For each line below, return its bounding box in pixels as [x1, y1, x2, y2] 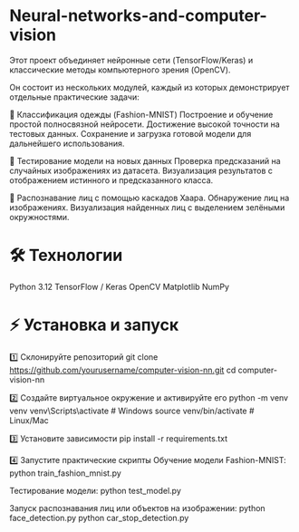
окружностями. [9, 211, 70, 222]
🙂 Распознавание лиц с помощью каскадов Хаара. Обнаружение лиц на [9, 192, 290, 203]
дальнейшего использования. [9, 138, 125, 149]
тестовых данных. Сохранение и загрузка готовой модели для [9, 128, 252, 139]
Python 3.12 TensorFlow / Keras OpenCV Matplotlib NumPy [9, 281, 229, 292]
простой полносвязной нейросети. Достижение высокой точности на [9, 119, 281, 130]
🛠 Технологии [9, 246, 123, 266]
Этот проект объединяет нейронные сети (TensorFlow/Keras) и [9, 54, 254, 65]
